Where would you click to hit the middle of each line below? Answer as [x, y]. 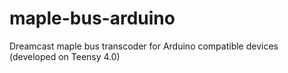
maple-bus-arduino [92, 18]
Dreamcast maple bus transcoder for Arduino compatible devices [144, 46]
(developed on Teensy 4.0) [65, 56]
